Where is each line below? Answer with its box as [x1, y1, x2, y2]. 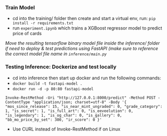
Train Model [5, 4, 35, 11]
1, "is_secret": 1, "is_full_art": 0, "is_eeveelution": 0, [5, 108, 134, 113]
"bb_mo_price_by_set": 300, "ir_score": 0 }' [5, 117, 102, 122]
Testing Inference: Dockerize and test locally [5, 63, 117, 70]
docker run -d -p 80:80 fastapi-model [12, 86, 94, 91]
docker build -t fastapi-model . [12, 81, 83, 86]
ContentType [5, 99, 30, 104]
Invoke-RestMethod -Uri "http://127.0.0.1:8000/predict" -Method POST [5, 95, 156, 100]
